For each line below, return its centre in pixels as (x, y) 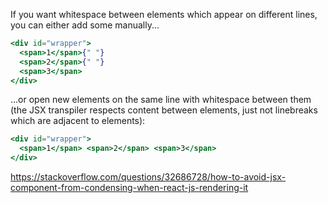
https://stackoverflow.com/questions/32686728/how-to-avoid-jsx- (148, 177)
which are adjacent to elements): (78, 121)
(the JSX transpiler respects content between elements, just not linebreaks (164, 110)
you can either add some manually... (85, 25)
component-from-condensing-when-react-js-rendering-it (129, 187)
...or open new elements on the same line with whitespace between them (161, 100)
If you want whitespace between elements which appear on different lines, (164, 14)
